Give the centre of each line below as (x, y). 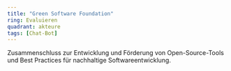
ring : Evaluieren (32, 20)
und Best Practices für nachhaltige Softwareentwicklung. (89, 61)
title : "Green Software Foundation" (60, 14)
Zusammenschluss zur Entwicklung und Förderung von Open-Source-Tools (116, 53)
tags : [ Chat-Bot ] (32, 33)
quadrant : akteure (34, 26)
